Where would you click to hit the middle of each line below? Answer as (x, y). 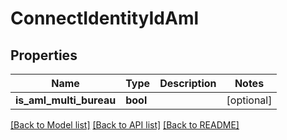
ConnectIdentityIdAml (105, 18)
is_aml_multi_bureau (66, 100)
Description (188, 83)
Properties (44, 55)
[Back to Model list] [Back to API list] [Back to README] (125, 125)
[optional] (249, 100)
